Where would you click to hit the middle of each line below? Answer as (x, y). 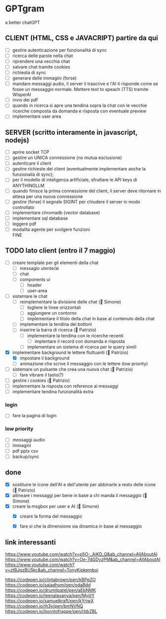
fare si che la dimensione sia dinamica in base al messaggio (81, 526)
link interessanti (30, 542)
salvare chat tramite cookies (41, 67)
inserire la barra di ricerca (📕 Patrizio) (58, 330)
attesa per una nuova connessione (48, 196)
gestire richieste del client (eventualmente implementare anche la (79, 169)
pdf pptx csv (25, 451)
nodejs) (17, 140)
